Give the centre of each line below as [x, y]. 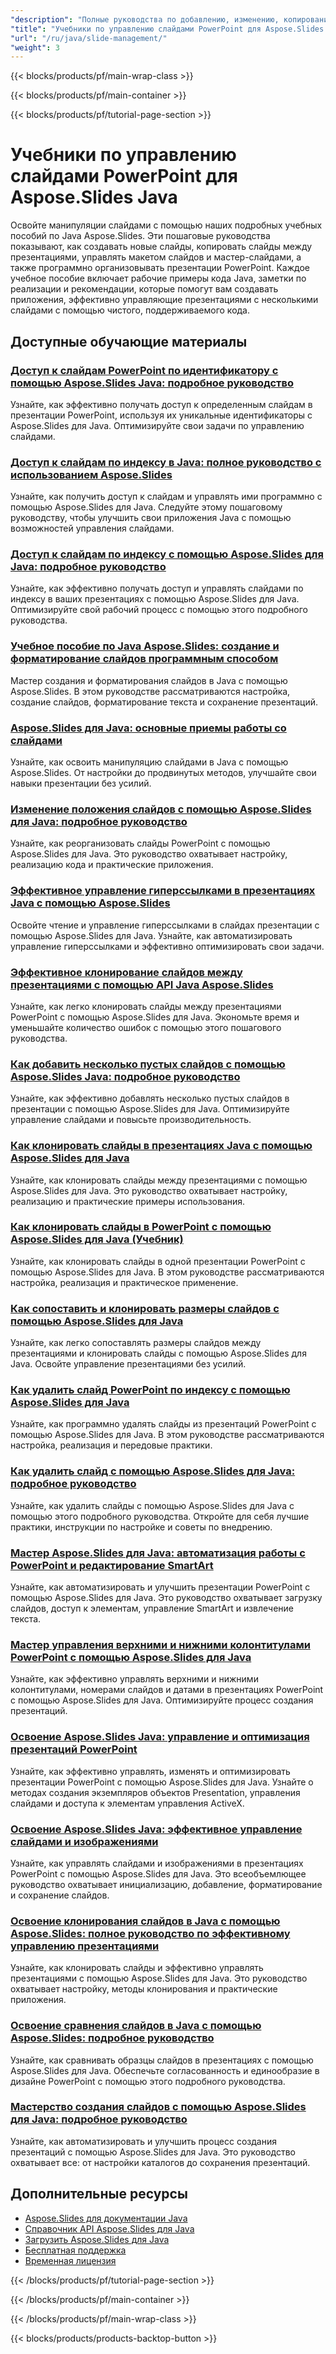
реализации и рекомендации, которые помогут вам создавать [144, 289]
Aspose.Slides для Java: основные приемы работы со [148, 728]
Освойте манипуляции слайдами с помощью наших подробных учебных [166, 225]
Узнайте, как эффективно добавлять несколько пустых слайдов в [150, 1098]
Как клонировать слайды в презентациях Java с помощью [161, 1146]
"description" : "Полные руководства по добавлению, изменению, [145, 19]
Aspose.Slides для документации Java [106, 2218]
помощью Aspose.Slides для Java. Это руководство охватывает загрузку [166, 1598]
